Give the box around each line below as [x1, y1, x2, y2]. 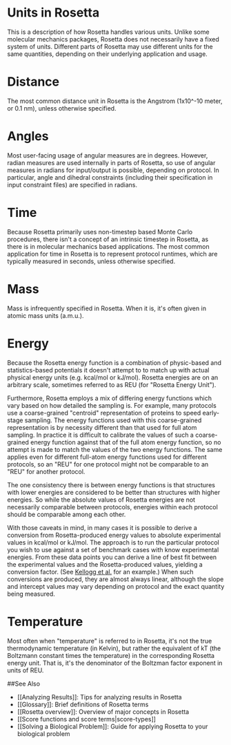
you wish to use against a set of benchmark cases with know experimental [7, 545, 219, 554]
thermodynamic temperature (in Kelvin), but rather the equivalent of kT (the [7, 644, 221, 652]
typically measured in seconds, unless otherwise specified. [7, 257, 176, 265]
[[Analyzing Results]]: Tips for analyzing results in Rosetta [17, 692, 182, 701]
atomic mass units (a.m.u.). [7, 311, 84, 319]
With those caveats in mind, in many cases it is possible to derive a [7, 523, 198, 531]
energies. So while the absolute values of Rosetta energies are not [7, 496, 195, 504]
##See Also [7, 679, 40, 688]
